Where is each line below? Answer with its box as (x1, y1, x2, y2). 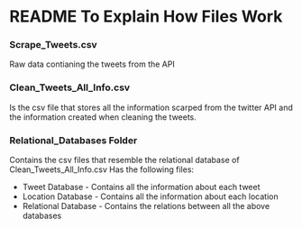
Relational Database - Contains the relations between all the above (22, 201, 270, 212)
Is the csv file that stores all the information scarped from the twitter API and (9, 102, 293, 113)
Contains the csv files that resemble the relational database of (9, 155, 241, 166)
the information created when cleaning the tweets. (9, 111, 197, 123)
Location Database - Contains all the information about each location (22, 191, 279, 202)
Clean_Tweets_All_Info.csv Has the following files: (9, 164, 195, 175)
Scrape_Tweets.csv (9, 39, 97, 51)
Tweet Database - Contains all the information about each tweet (22, 182, 261, 193)
